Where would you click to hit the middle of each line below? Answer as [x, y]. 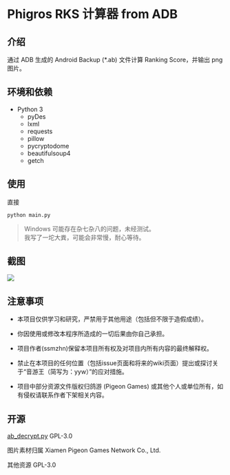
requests [40, 131]
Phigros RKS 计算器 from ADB [92, 14]
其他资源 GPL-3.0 [32, 465]
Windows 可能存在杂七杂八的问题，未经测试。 [89, 229]
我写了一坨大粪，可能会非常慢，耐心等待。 [84, 237]
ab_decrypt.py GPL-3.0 [40, 436]
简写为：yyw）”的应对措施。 [89, 372]
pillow [36, 138]
